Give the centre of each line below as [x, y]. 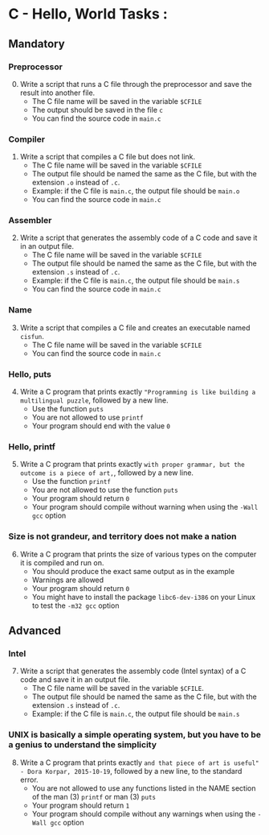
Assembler [30, 221]
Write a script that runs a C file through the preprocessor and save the [136, 84]
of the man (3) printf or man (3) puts [94, 796]
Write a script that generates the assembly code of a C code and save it [139, 238]
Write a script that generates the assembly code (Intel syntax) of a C [133, 671]
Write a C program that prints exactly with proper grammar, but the [132, 465]
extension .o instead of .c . [76, 183]
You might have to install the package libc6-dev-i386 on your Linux [143, 597]
